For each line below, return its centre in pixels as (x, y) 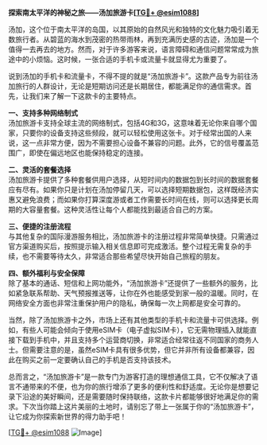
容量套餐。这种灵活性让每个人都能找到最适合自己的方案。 (123, 209)
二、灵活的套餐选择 (40, 170)
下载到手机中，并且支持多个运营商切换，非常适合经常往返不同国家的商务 (133, 340)
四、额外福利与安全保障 (46, 273)
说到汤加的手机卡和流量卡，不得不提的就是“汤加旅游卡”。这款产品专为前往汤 (133, 76)
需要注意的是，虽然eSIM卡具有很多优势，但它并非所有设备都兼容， (138, 350)
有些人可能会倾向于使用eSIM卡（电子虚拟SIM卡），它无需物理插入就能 (136, 330)
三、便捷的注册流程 (40, 226)
